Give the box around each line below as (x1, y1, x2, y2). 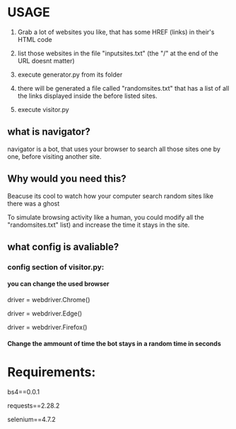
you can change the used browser (7, 279, 110, 288)
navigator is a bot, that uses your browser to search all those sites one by (7, 145, 221, 153)
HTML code (17, 35, 52, 43)
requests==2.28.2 (7, 401, 60, 410)
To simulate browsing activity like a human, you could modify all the (7, 213, 204, 221)
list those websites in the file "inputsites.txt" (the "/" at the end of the (17, 49, 219, 57)
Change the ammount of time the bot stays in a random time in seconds (7, 339, 221, 347)
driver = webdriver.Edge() (7, 309, 83, 318)
